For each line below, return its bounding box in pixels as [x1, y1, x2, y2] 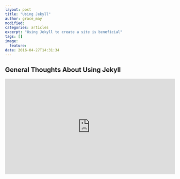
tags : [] [5, 34, 23, 39]
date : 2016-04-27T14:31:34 [5, 48, 60, 52]
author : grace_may [5, 16, 42, 21]
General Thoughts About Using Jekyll [5, 65, 121, 74]
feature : [9, 43, 27, 48]
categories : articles [5, 25, 49, 30]
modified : [5, 20, 25, 26]
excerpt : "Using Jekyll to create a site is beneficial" [5, 30, 123, 34]
